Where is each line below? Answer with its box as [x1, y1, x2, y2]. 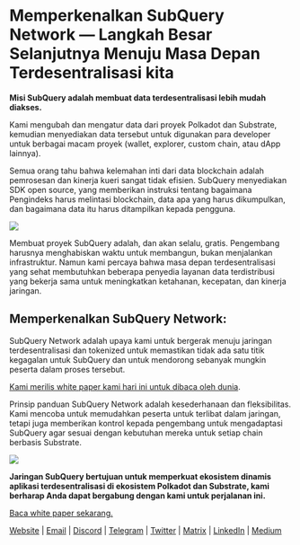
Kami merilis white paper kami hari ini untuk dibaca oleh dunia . [9, 381, 241, 391]
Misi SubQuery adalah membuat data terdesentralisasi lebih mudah [9, 92, 267, 103]
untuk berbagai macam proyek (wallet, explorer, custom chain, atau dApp [9, 138, 281, 149]
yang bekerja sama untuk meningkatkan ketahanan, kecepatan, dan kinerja [9, 276, 287, 286]
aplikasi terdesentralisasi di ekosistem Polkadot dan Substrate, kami [9, 480, 269, 491]
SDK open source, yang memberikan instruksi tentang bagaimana [9, 184, 252, 195]
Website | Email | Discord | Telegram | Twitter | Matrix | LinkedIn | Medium [9, 524, 282, 535]
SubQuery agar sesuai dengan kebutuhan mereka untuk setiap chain [9, 427, 263, 438]
